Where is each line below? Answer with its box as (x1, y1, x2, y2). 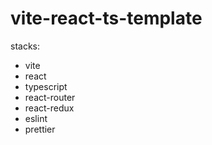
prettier (24, 123, 56, 135)
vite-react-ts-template (10, 7, 203, 30)
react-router (24, 91, 76, 103)
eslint (24, 112, 48, 124)
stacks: (10, 40, 41, 52)
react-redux (24, 102, 75, 114)
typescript (24, 80, 68, 92)
